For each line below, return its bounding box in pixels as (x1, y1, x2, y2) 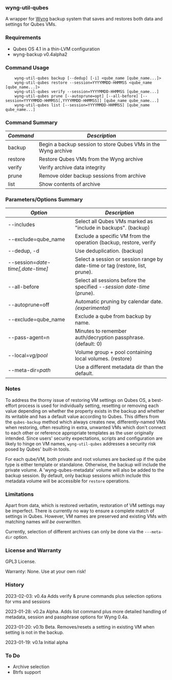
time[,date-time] (8, 265, 49, 273)
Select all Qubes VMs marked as (75, 218, 153, 225)
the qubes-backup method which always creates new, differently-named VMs (5, 419, 166, 425)
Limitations (5, 491, 34, 498)
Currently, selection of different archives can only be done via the (5, 529, 144, 535)
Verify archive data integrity (39, 164, 106, 171)
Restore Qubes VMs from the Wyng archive (39, 156, 143, 163)
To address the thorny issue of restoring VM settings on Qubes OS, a (5, 397, 151, 403)
